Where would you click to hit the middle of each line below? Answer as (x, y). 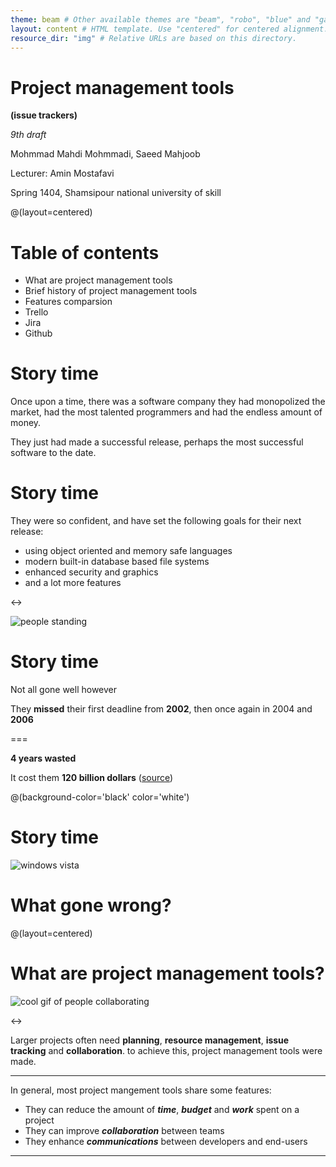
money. (26, 423)
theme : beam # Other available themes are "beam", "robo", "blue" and (160, 19)
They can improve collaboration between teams (124, 1130)
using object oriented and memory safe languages (128, 551)
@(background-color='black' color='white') (100, 797)
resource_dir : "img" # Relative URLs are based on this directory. (154, 38)
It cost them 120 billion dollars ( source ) (92, 778)
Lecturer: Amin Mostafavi (62, 173)
